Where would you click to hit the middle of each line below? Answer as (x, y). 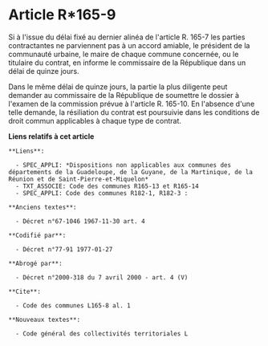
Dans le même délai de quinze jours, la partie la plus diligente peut (118, 87)
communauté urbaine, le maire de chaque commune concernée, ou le (124, 54)
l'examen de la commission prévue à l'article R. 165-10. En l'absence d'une (132, 104)
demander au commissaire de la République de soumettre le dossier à (124, 95)
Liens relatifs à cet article (51, 136)
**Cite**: (25, 291)
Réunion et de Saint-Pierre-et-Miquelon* (79, 179)
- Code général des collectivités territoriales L (102, 334)
